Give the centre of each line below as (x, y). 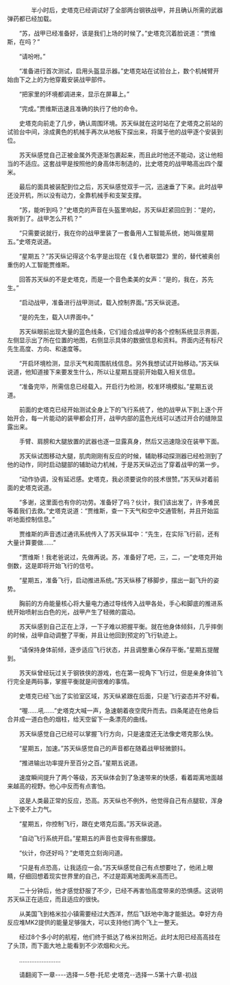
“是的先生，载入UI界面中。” (56, 317)
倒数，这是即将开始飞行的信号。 (52, 566)
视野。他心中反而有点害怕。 (70, 786)
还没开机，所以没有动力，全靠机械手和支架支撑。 (76, 195)
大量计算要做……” (31, 543)
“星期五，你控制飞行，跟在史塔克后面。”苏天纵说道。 (92, 824)
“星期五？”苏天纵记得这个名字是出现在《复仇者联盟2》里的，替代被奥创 (119, 256)
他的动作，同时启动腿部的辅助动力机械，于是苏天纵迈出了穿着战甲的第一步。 (115, 464)
